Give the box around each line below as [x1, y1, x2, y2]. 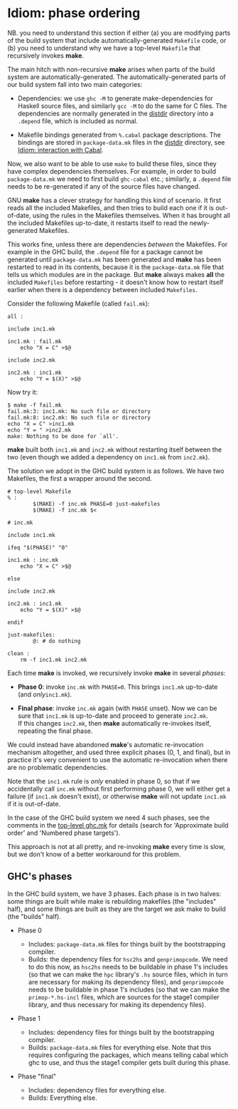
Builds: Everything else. [28, 1093, 97, 1102]
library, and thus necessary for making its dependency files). [28, 1000, 206, 1009]
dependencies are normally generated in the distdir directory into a [17, 109, 214, 118]
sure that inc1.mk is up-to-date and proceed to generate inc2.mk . [17, 711, 208, 720]
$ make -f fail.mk [7, 401, 62, 409]
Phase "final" [17, 1072, 57, 1081]
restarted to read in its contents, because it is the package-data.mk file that [7, 262, 225, 271]
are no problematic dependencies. [7, 763, 108, 771]
